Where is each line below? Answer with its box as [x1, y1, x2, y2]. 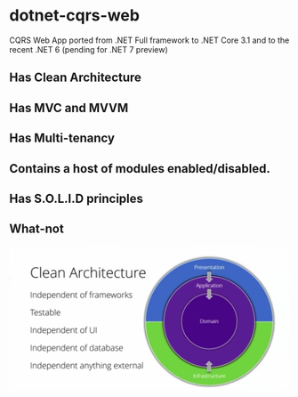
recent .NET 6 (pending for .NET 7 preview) [9, 44, 169, 54]
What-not [9, 222, 64, 237]
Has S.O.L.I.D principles [9, 190, 144, 206]
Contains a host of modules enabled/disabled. [9, 161, 271, 176]
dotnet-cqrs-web [9, 5, 141, 26]
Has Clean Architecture [9, 70, 142, 85]
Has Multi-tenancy [9, 131, 116, 146]
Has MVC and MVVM [9, 100, 129, 116]
